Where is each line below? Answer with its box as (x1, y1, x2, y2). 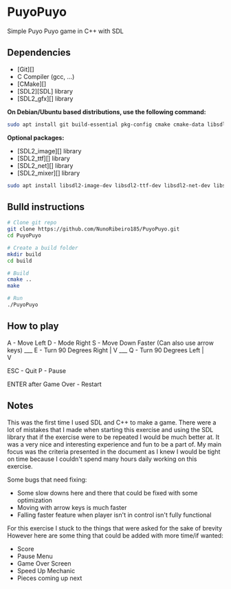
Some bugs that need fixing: (7, 475, 87, 484)
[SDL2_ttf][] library (16, 154, 70, 162)
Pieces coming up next (16, 574, 82, 582)
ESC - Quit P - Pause (7, 366, 67, 375)
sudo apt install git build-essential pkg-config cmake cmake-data (7, 121, 205, 128)
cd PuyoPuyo (7, 232, 41, 239)
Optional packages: (7, 133, 65, 142)
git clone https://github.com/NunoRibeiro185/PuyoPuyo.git (7, 226, 180, 233)
